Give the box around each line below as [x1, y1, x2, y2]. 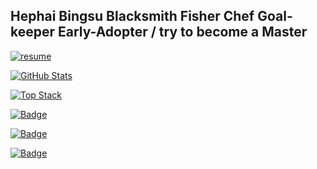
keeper [10, 24, 56, 41]
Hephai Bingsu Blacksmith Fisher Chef [10, 8, 255, 25]
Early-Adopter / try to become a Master [58, 24, 308, 41]
